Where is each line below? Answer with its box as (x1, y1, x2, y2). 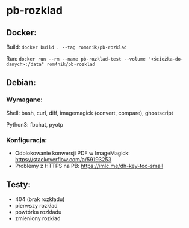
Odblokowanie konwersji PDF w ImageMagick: (14, 149, 131, 157)
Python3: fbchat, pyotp (6, 121, 64, 128)
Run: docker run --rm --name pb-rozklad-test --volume (6, 55, 146, 62)
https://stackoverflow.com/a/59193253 (14, 155, 112, 163)
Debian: (6, 77, 36, 88)
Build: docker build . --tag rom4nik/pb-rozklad (6, 43, 127, 50)
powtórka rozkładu (14, 208, 62, 215)
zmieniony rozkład (14, 214, 61, 222)
